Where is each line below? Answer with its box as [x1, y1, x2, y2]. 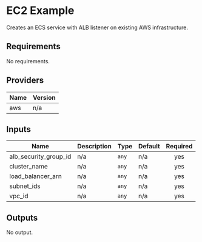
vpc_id [9, 192, 29, 201]
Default [138, 142, 161, 151]
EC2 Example [6, 4, 75, 18]
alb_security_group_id [9, 153, 72, 161]
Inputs [6, 124, 32, 134]
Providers [6, 75, 44, 86]
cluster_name [9, 162, 48, 171]
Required [166, 142, 193, 151]
